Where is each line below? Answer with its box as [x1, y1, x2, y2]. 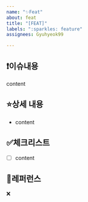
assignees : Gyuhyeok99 [6, 32, 64, 38]
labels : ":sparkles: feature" [6, 26, 83, 32]
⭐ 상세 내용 [6, 99, 44, 110]
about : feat [6, 15, 36, 21]
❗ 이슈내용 [6, 61, 39, 71]
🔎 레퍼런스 [6, 174, 41, 184]
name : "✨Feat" [6, 9, 43, 15]
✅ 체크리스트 [6, 138, 50, 148]
